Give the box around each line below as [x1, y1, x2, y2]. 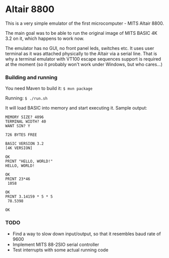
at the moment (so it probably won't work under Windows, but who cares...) [5, 61, 163, 67]
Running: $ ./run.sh [5, 95, 48, 101]
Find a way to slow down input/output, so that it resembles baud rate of [12, 231, 161, 237]
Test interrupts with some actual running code [12, 246, 108, 253]
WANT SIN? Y [5, 124, 30, 129]
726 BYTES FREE [5, 132, 37, 137]
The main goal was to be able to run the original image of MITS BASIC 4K [5, 30, 157, 36]
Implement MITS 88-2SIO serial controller [12, 241, 99, 247]
